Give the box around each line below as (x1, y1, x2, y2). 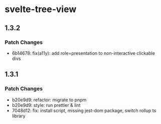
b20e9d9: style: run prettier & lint (12, 102, 81, 108)
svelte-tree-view (5, 4, 77, 15)
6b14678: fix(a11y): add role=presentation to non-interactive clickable (12, 50, 155, 56)
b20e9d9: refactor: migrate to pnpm (12, 97, 87, 103)
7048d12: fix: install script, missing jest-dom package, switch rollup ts (12, 107, 156, 113)
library (12, 112, 26, 119)
